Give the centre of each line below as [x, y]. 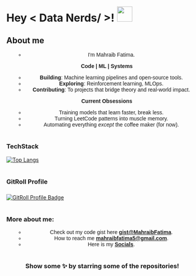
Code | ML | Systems [107, 66]
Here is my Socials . [111, 244]
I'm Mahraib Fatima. [111, 55]
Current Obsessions [107, 101]
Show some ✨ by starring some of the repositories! [102, 266]
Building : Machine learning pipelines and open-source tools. [111, 78]
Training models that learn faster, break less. [111, 112]
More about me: [30, 219]
